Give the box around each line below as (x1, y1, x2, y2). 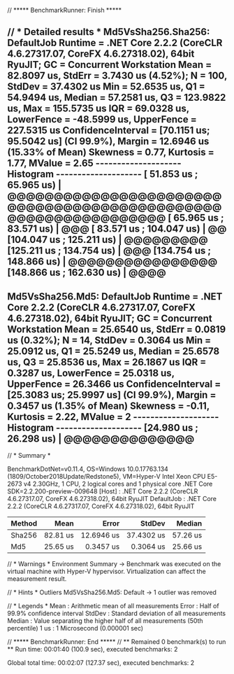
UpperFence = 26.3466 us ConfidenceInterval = (7, 378, 221, 390)
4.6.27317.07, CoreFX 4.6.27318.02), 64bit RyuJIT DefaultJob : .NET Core (7, 495, 217, 503)
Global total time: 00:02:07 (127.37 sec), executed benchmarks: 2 (7, 659, 195, 667)
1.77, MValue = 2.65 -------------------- (7, 157, 182, 169)
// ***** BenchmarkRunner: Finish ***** (7, 6, 122, 14)
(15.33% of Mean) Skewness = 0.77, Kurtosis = (7, 146, 214, 158)
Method (10, 519, 38, 528)
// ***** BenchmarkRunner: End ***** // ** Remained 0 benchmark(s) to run (7, 638, 226, 646)
